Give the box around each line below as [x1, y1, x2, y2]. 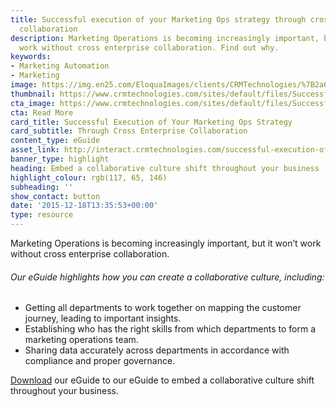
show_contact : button [10, 191, 101, 201]
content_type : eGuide [10, 136, 101, 146]
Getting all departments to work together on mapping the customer [24, 302, 302, 314]
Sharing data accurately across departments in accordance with [24, 344, 290, 356]
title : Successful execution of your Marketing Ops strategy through [10, 14, 307, 25]
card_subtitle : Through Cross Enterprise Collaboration [10, 126, 248, 136]
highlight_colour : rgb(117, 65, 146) [10, 172, 168, 183]
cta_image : [10, 98, 56, 108]
